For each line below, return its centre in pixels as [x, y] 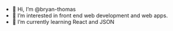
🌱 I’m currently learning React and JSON [63, 22]
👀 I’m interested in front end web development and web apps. [90, 15]
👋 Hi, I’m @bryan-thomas [44, 9]
